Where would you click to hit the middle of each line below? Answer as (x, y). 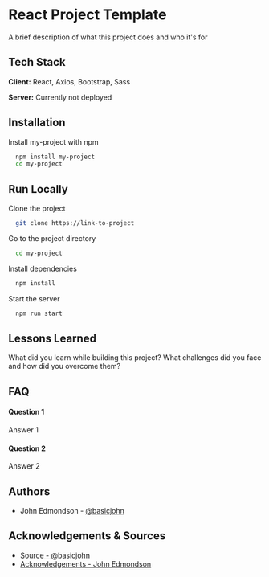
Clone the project (37, 209)
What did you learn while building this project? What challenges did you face (135, 358)
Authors (29, 491)
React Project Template (88, 15)
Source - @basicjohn (55, 555)
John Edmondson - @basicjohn (72, 511)
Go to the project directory (52, 238)
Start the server (34, 298)
